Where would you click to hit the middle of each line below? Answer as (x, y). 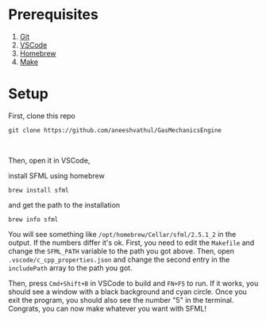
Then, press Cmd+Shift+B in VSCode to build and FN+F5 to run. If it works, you (133, 283)
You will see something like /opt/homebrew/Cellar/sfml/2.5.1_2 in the (122, 234)
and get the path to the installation (64, 204)
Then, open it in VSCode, (49, 160)
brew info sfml (33, 220)
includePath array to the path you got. (70, 268)
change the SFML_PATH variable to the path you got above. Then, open (121, 250)
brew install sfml (39, 190)
